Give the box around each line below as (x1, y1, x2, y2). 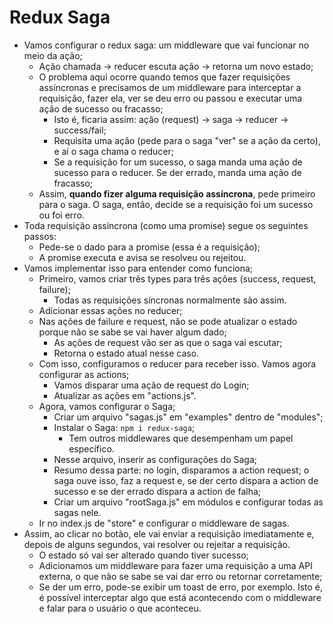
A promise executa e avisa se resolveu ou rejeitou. (38, 251, 247, 263)
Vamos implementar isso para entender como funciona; (23, 262, 254, 274)
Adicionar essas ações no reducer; (38, 304, 183, 316)
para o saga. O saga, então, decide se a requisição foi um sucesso (38, 198, 314, 210)
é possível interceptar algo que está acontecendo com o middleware (38, 591, 322, 603)
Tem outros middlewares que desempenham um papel (68, 432, 294, 444)
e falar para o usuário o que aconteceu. (38, 602, 202, 614)
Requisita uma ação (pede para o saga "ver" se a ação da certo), (53, 134, 321, 146)
